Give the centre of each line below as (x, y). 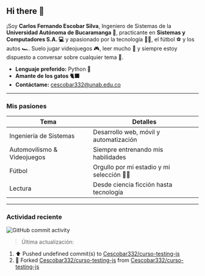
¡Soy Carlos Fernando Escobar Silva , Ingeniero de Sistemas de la (89, 26)
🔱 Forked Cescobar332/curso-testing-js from (72, 260)
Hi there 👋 (25, 11)
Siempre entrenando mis (128, 150)
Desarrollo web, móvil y (127, 132)
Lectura (20, 188)
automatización (115, 140)
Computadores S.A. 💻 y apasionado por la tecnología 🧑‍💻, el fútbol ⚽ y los (100, 39)
